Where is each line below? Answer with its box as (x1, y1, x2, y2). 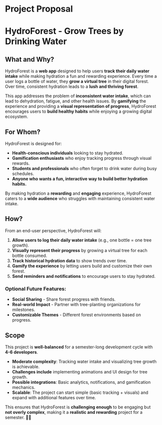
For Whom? (5, 128, 41, 136)
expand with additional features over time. (12, 394, 96, 400)
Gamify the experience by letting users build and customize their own (12, 263, 152, 269)
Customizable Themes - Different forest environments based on (12, 312, 141, 318)
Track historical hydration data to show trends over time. (12, 257, 127, 263)
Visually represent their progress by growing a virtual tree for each (12, 247, 147, 253)
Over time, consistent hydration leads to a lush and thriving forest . (5, 84, 139, 89)
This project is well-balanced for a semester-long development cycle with (5, 344, 153, 350)
